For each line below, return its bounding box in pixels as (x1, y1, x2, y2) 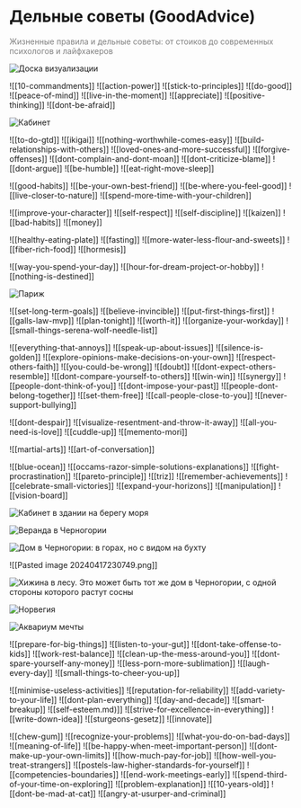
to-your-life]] (9, 694, 58, 705)
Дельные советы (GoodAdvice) (9, 6, 256, 27)
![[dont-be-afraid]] (46, 99, 116, 110)
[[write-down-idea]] (9, 713, 84, 724)
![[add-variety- (230, 685, 286, 696)
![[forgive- (252, 144, 290, 155)
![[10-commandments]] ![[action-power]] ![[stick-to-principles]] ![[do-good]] (9, 80, 293, 91)
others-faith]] (9, 361, 59, 372)
